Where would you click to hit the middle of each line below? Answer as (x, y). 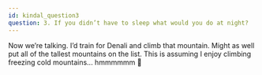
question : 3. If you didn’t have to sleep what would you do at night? (128, 23)
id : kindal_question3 (44, 15)
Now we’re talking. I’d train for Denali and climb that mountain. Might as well (131, 45)
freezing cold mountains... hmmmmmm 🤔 (75, 62)
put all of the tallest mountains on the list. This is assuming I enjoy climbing (130, 54)
